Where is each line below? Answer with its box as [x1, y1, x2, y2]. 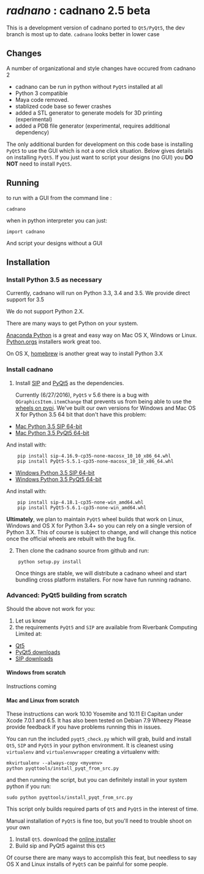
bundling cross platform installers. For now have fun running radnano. [15, 576, 192, 583]
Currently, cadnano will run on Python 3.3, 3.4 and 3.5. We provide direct [6, 289, 191, 297]
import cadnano [6, 228, 45, 235]
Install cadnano [6, 366, 53, 374]
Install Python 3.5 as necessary [6, 275, 102, 284]
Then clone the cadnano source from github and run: [15, 546, 149, 554]
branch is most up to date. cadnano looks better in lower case [6, 30, 160, 37]
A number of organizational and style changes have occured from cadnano [6, 64, 196, 72]
